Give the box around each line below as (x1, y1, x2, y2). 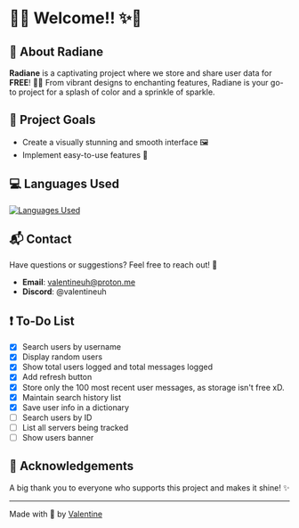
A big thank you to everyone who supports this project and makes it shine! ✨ (9, 482, 290, 493)
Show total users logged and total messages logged (21, 361, 214, 373)
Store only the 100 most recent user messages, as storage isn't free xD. (21, 382, 285, 392)
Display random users (21, 351, 103, 362)
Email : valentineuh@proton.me (21, 276, 136, 288)
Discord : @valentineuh (21, 286, 107, 297)
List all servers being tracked (21, 422, 129, 433)
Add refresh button (21, 372, 93, 383)
